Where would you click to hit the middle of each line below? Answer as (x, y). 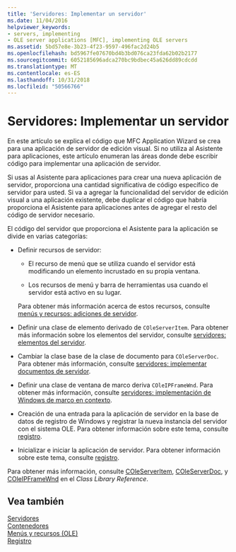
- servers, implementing (44, 34)
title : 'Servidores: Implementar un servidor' (77, 14)
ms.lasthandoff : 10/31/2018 (49, 80)
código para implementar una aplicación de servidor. (84, 164)
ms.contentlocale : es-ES (44, 73)
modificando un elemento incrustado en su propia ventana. (114, 271)
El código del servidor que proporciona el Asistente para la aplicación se (113, 229)
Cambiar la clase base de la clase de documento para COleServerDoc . (118, 356)
